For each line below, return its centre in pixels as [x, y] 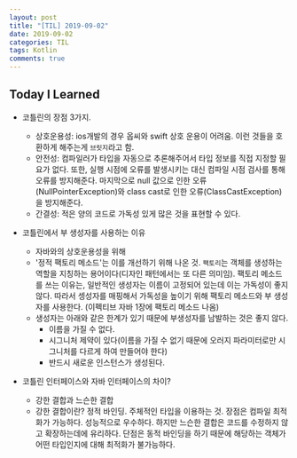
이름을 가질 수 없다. [82, 328]
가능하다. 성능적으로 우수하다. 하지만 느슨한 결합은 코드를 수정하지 [165, 422]
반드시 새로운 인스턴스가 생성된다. [107, 362]
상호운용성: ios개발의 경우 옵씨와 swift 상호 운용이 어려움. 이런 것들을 [154, 136]
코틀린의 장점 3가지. [56, 117]
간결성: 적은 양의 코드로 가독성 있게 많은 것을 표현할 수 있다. [138, 213]
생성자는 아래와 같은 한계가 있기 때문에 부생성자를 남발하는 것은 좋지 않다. [162, 318]
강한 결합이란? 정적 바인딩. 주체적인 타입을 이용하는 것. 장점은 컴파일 [153, 411]
